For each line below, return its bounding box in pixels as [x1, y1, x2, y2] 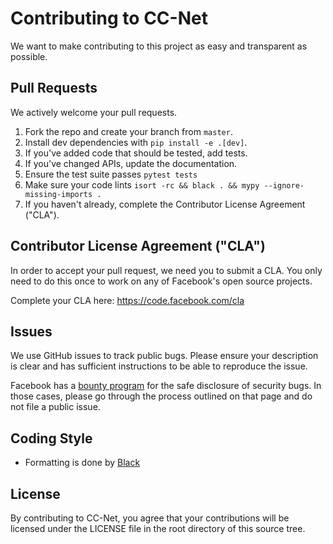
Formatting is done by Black [24, 457, 141, 469]
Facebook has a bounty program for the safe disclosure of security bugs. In [10, 380, 322, 392]
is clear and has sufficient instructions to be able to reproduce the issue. [10, 360, 308, 372]
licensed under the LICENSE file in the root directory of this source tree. [10, 523, 306, 534]
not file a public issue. [10, 401, 101, 413]
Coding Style [10, 430, 93, 447]
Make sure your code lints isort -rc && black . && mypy [24, 178, 260, 191]
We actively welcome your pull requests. [10, 106, 178, 118]
